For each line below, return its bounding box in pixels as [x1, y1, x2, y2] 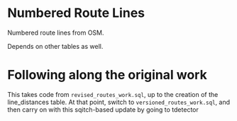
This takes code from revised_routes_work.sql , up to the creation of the [7, 90, 219, 98]
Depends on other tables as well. [7, 42, 104, 50]
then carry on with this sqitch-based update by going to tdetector [7, 105, 199, 114]
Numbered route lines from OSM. [7, 28, 104, 37]
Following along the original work [7, 67, 207, 83]
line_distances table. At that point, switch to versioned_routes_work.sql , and [7, 98, 231, 106]
